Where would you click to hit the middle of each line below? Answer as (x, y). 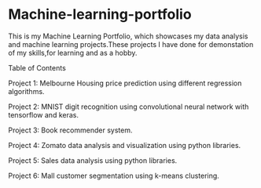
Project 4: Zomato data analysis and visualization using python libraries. (125, 145)
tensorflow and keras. (43, 114)
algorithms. (26, 91)
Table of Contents (37, 67)
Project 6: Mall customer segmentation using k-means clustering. (114, 175)
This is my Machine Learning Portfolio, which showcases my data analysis (128, 36)
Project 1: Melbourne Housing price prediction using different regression (125, 83)
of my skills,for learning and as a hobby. (73, 52)
